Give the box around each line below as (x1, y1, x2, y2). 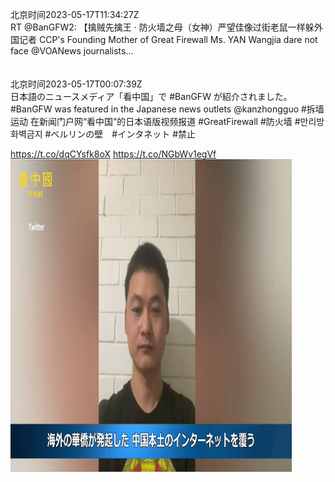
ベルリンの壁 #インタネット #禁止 (50, 128, 196, 140)
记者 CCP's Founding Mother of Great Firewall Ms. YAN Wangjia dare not (18, 34, 318, 45)
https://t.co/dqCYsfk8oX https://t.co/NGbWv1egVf (10, 148, 217, 160)
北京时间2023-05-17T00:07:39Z (10, 78, 143, 90)
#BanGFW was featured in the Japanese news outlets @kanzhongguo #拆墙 (10, 103, 325, 115)
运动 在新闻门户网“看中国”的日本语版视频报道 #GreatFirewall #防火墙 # (10, 116, 301, 127)
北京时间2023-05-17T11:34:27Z (10, 9, 140, 20)
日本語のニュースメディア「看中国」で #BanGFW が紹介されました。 (10, 91, 293, 102)
